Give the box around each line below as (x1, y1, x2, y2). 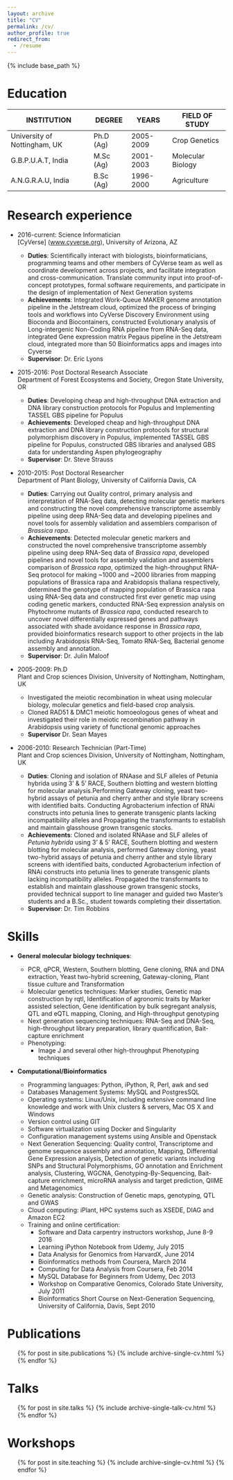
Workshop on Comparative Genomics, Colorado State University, (37, 1279, 224, 1288)
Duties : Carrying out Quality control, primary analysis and (27, 489, 193, 497)
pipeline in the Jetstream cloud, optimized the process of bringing (27, 303, 216, 311)
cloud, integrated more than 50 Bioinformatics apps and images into (27, 339, 222, 348)
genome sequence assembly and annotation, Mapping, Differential (27, 1146, 218, 1155)
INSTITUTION (26, 115, 71, 125)
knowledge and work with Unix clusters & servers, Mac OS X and (27, 1103, 214, 1111)
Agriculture (172, 175, 209, 185)
